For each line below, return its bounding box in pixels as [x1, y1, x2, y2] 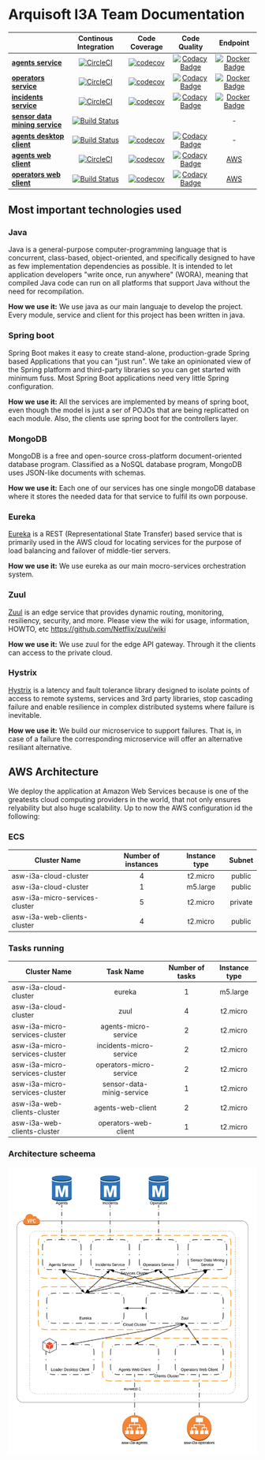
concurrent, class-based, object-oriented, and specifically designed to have [8, 253, 256, 263]
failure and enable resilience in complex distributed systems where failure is [8, 702, 255, 711]
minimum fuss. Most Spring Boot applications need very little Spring [8, 373, 230, 383]
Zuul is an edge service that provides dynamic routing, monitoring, [8, 607, 225, 617]
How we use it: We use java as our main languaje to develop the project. [8, 302, 243, 312]
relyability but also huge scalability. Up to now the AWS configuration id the [8, 803, 253, 812]
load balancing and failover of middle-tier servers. [8, 546, 171, 555]
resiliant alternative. [8, 742, 73, 752]
